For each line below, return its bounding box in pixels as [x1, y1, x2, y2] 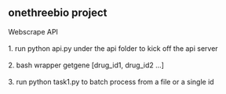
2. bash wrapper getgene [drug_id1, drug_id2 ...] [8, 60, 165, 70]
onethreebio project [8, 6, 108, 20]
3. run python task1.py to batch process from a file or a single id [8, 77, 214, 86]
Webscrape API [8, 27, 59, 36]
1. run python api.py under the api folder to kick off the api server [8, 43, 218, 53]
